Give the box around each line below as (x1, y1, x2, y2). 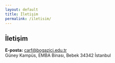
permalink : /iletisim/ (5, 16, 51, 21)
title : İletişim (5, 12, 38, 17)
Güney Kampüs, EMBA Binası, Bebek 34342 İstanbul (5, 52, 111, 59)
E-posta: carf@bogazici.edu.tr (5, 47, 67, 53)
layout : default (5, 7, 38, 12)
